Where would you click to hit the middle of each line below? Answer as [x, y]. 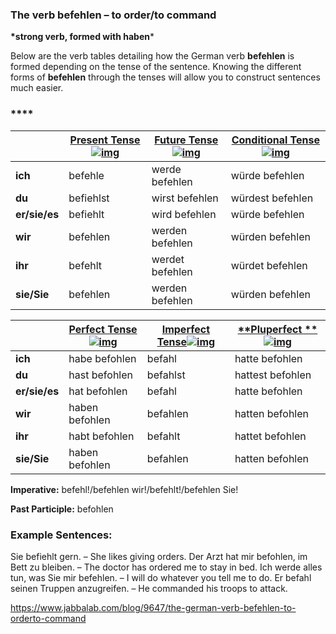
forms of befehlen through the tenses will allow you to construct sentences [165, 77]
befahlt [163, 436]
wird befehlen [184, 214]
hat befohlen [98, 391]
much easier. [37, 88]
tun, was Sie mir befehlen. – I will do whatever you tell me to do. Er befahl [161, 577]
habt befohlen [101, 436]
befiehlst [89, 198]
